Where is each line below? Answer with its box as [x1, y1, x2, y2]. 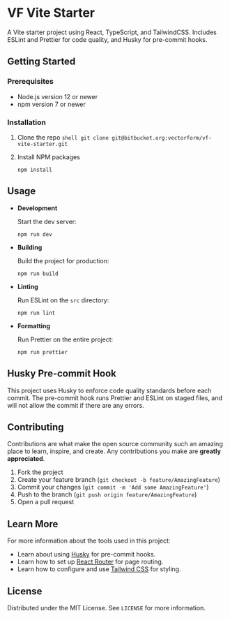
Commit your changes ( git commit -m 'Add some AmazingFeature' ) [17, 483, 209, 492]
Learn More [7, 518, 59, 530]
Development [17, 204, 58, 212]
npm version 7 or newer [17, 100, 86, 108]
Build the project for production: [17, 256, 109, 265]
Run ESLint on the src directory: [17, 295, 109, 304]
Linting [17, 282, 38, 290]
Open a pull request [17, 498, 75, 506]
